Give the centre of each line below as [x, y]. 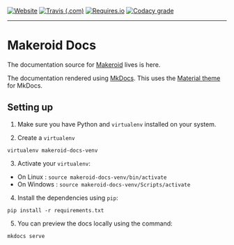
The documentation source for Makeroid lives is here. [84, 64]
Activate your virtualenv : [54, 163]
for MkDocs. [25, 85]
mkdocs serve [26, 236]
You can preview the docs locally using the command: [95, 223]
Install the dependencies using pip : [68, 198]
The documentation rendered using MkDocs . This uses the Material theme [114, 78]
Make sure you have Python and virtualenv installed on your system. [117, 124]
